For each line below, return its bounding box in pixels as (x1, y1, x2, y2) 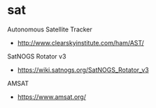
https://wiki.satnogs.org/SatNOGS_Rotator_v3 (17, 65, 149, 74)
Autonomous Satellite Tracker (7, 25, 93, 33)
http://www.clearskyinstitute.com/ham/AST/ (17, 38, 145, 47)
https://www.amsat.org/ (17, 93, 86, 101)
